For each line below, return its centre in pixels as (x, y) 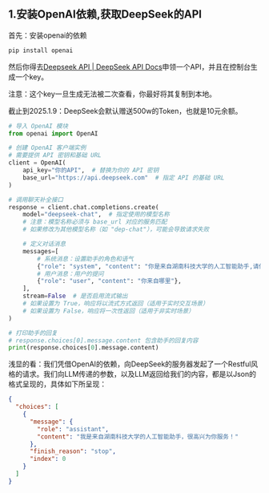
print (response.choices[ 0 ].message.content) (84, 348)
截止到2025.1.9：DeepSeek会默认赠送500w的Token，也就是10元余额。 (125, 111)
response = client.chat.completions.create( (84, 207)
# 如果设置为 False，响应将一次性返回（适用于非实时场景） (108, 311)
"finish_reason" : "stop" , (72, 451)
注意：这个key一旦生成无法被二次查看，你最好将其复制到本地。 (112, 94)
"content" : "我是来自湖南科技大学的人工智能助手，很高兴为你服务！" (138, 436)
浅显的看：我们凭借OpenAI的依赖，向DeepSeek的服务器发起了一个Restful (130, 364)
